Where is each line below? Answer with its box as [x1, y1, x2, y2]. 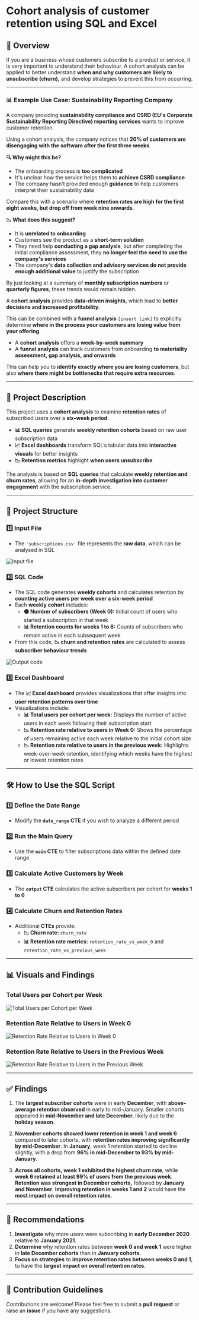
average [14, 1106, 36, 1113]
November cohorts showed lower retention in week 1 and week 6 [14, 1130, 178, 1137]
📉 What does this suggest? [6, 216, 76, 223]
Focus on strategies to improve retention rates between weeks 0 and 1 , [14, 1255, 193, 1263]
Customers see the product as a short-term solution [14, 236, 144, 244]
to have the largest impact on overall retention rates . [14, 1262, 146, 1269]
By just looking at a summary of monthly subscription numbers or [6, 279, 169, 286]
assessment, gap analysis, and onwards [14, 352, 116, 359]
